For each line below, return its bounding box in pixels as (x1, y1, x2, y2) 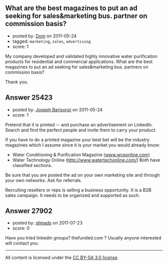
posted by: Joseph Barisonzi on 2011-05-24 (12, 106, 103, 112)
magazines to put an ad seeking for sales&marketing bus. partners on (5, 63, 148, 69)
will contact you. (5, 240, 39, 246)
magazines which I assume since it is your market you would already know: (5, 142, 160, 148)
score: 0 (12, 225, 30, 231)
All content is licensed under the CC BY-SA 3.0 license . (5, 254, 119, 260)
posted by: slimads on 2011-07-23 (12, 220, 83, 226)
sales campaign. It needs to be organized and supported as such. (5, 192, 140, 198)
